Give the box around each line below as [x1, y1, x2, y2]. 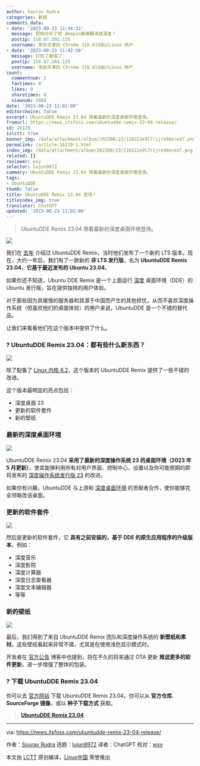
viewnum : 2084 [11, 97, 46, 103]
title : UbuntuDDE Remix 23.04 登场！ [6, 191, 97, 197]
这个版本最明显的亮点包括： [6, 387, 74, 394]
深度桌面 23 [14, 399, 44, 407]
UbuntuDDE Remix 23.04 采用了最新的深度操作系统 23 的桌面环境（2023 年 [6, 457, 192, 464]
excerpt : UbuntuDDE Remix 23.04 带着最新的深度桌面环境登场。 [6, 114, 151, 120]
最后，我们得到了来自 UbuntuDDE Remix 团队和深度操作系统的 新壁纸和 [6, 633, 182, 641]
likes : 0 [11, 86, 33, 92]
